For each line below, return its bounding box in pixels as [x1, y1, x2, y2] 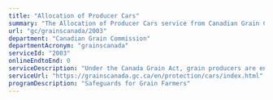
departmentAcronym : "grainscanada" [8, 42, 129, 50]
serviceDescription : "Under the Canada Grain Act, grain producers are [8, 65, 256, 73]
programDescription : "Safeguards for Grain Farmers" [8, 79, 191, 87]
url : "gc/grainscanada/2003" [8, 27, 107, 35]
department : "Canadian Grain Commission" [8, 34, 151, 43]
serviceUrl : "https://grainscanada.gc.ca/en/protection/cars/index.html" [8, 72, 264, 80]
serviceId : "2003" [8, 49, 71, 57]
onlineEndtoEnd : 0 [8, 57, 71, 65]
